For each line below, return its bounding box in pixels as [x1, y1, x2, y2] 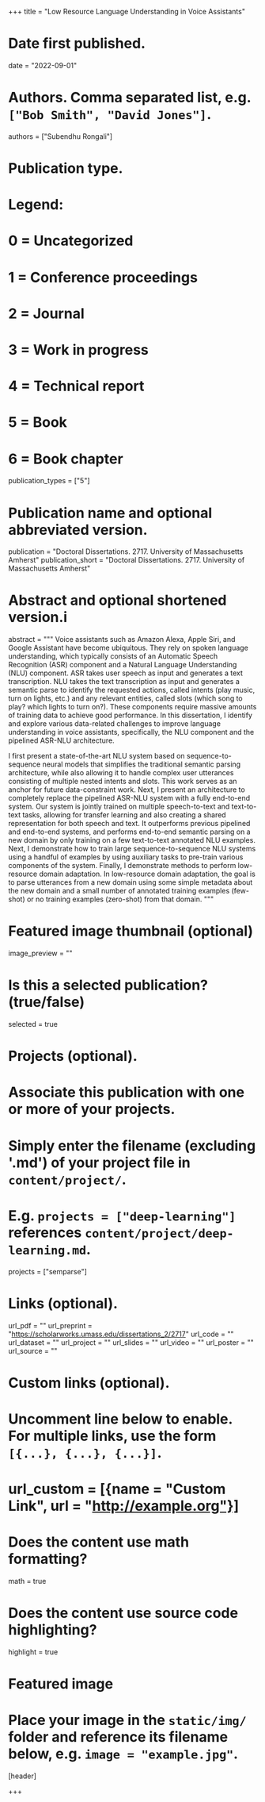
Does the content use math [8, 1533, 190, 1551]
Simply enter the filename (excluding [8, 1136, 256, 1155]
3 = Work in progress [8, 341, 149, 359]
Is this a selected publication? [8, 976, 208, 994]
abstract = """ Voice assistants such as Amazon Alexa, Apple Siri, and [8, 635, 236, 644]
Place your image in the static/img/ [8, 1712, 247, 1729]
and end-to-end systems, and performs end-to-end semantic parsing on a [8, 827, 251, 836]
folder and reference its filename [8, 1728, 228, 1746]
